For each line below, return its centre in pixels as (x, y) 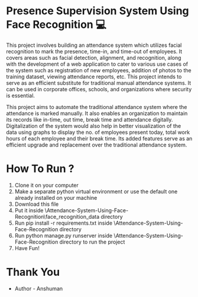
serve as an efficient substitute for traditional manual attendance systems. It (98, 83)
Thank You (33, 272)
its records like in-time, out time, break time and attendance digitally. (90, 119)
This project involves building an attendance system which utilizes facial (94, 45)
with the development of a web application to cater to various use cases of (97, 64)
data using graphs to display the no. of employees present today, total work (98, 132)
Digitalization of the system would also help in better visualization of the (94, 126)
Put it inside (29, 210)
